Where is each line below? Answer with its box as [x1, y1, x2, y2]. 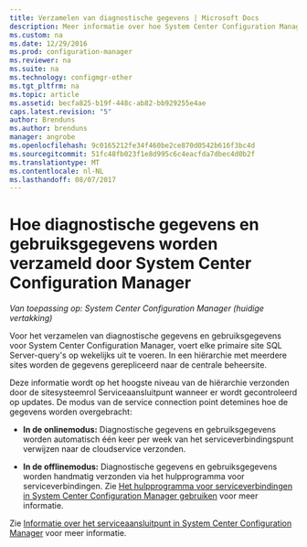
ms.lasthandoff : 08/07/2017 [9, 175, 117, 184]
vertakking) [9, 313, 53, 324]
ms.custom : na [9, 30, 64, 39]
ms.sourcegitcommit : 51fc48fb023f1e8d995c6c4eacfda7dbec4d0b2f [9, 149, 256, 158]
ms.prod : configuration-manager [9, 48, 132, 57]
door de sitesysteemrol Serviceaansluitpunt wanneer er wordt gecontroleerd [9, 387, 298, 398]
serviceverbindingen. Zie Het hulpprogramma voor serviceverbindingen [22, 481, 293, 492]
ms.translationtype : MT [9, 157, 101, 167]
